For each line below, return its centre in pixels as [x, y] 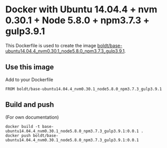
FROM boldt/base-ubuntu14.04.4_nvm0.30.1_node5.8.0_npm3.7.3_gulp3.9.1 [83, 89]
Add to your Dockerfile [29, 79]
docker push [18, 135]
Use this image [30, 67]
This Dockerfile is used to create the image [51, 45]
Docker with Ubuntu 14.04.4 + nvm [81, 10]
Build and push [30, 105]
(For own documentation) [32, 117]
